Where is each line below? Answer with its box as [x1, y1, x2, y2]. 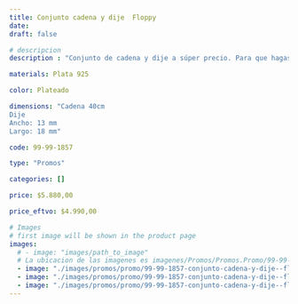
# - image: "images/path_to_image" [17, 248, 149, 257]
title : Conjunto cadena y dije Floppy [9, 12, 157, 22]
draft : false [9, 29, 58, 38]
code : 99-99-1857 [9, 143, 74, 152]
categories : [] [9, 175, 66, 184]
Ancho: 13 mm [9, 118, 58, 127]
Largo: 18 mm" [9, 126, 62, 136]
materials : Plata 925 [9, 70, 90, 79]
